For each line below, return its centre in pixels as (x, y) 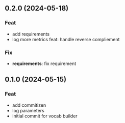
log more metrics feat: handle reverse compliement (66, 39)
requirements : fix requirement (44, 64)
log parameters (28, 110)
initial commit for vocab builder (45, 116)
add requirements (31, 34)
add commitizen (29, 105)
